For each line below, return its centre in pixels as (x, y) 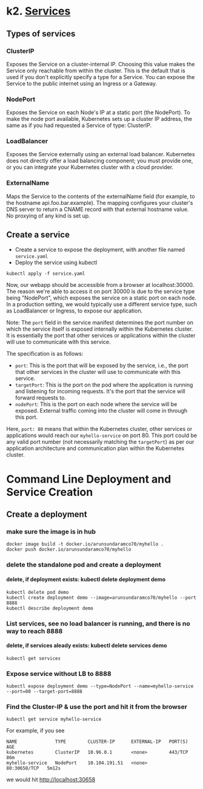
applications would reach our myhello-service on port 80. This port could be (102, 435)
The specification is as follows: (45, 353)
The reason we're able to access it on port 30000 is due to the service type (101, 291)
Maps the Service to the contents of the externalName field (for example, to (101, 196)
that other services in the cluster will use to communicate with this (98, 371)
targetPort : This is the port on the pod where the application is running (104, 385)
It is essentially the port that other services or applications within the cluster (101, 335)
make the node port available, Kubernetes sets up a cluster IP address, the (99, 119)
